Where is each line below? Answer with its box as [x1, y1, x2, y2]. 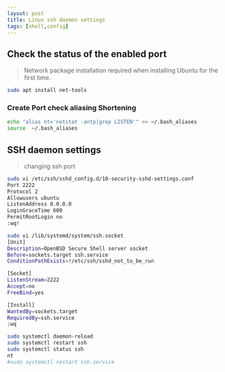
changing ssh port [23, 162, 76, 170]
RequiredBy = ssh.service [7, 314, 75, 321]
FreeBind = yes [7, 289, 44, 296]
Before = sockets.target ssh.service [7, 251, 109, 258]
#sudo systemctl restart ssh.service [7, 358, 115, 365]
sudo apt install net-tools [7, 87, 88, 94]
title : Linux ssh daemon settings [7, 16, 106, 23]
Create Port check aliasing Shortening [7, 103, 137, 112]
